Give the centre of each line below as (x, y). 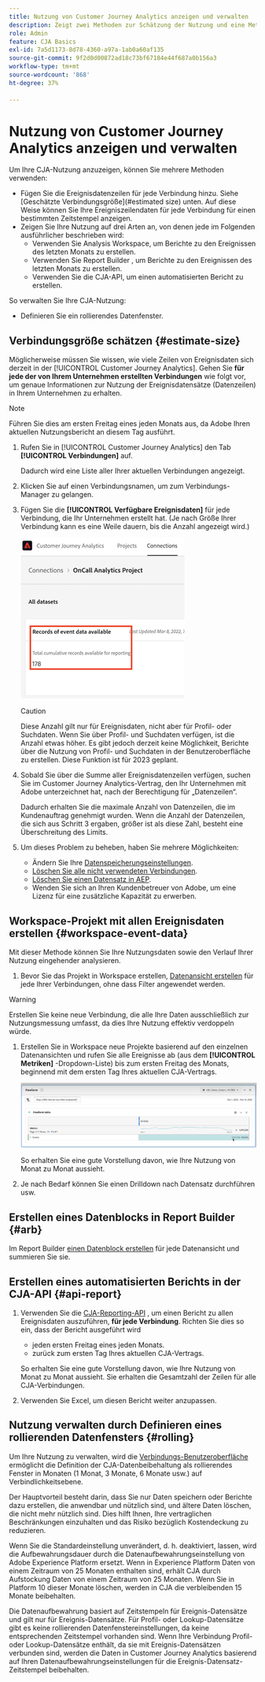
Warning (22, 999)
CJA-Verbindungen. (52, 1385)
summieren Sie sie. (40, 1257)
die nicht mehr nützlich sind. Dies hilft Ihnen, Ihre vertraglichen (110, 1513)
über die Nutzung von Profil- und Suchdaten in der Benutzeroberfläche (135, 751)
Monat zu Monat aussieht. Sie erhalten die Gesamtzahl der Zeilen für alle (138, 1377)
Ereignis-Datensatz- (210, 1661)
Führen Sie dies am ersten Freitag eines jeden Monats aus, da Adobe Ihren (130, 424)
